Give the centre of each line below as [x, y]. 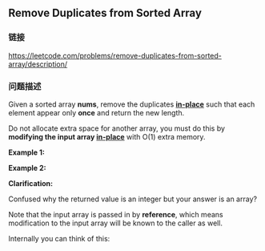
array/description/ [38, 64]
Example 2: [27, 168]
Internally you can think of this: [59, 238]
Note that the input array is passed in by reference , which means [116, 214]
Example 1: [27, 152]
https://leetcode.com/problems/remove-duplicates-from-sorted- [115, 55]
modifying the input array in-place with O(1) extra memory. [107, 136]
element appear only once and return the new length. [96, 112]
